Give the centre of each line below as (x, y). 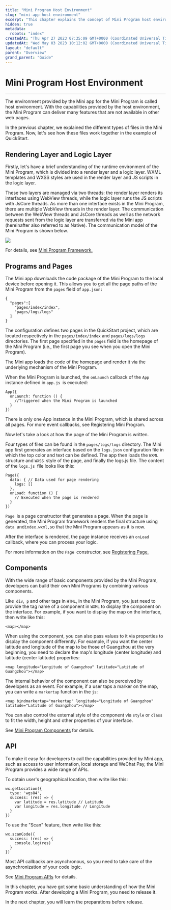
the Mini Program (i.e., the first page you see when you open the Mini (78, 346)
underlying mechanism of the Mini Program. (51, 367)
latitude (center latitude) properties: (42, 657)
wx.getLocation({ (24, 788)
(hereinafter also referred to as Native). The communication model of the (81, 225)
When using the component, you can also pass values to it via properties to (84, 636)
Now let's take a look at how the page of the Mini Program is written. (77, 434)
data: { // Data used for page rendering (54, 479)
